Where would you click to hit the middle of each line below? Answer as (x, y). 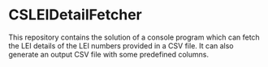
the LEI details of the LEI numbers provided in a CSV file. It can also (121, 45)
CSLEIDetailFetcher (75, 15)
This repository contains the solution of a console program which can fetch (134, 37)
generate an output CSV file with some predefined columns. (109, 54)
